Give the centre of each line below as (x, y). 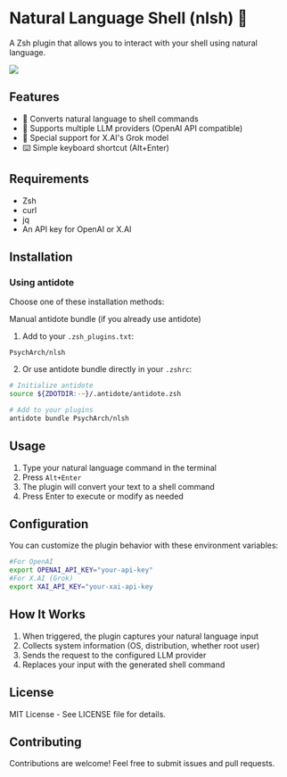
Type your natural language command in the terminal (119, 467)
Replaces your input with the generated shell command (123, 665)
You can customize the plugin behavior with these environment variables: (144, 546)
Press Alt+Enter (52, 477)
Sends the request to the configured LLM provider (114, 655)
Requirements (49, 179)
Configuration (49, 524)
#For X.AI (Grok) (41, 579)
